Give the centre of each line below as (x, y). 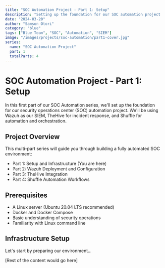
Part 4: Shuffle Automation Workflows (51, 179)
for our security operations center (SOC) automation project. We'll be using (82, 111)
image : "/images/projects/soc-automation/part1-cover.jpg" (67, 38)
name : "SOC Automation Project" (43, 47)
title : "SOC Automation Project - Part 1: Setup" (57, 10)
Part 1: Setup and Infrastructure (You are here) (59, 164)
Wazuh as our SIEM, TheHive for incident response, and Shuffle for (74, 116)
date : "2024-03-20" (25, 19)
